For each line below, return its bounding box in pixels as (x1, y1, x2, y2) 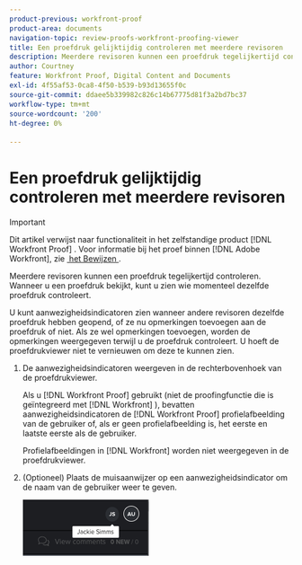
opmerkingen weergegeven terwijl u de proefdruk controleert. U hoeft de (9, 336, 280, 347)
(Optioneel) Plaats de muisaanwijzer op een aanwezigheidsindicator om (22, 472, 288, 483)
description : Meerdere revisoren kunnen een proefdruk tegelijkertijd (9, 52, 280, 62)
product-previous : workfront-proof (9, 14, 143, 23)
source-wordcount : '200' (9, 109, 102, 119)
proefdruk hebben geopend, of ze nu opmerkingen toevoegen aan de (9, 317, 267, 328)
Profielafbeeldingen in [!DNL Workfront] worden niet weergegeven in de (22, 446, 289, 456)
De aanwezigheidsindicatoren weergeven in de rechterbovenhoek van (22, 363, 282, 374)
